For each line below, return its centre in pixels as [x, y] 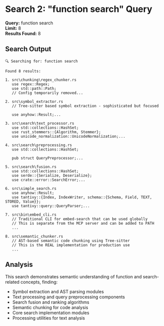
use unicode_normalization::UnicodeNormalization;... [69, 136]
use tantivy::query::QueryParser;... [51, 206]
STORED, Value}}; [23, 202]
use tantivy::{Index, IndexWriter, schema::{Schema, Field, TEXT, [82, 197]
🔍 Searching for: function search [41, 61]
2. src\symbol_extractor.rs [34, 101]
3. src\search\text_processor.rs [40, 123]
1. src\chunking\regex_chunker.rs [41, 80]
